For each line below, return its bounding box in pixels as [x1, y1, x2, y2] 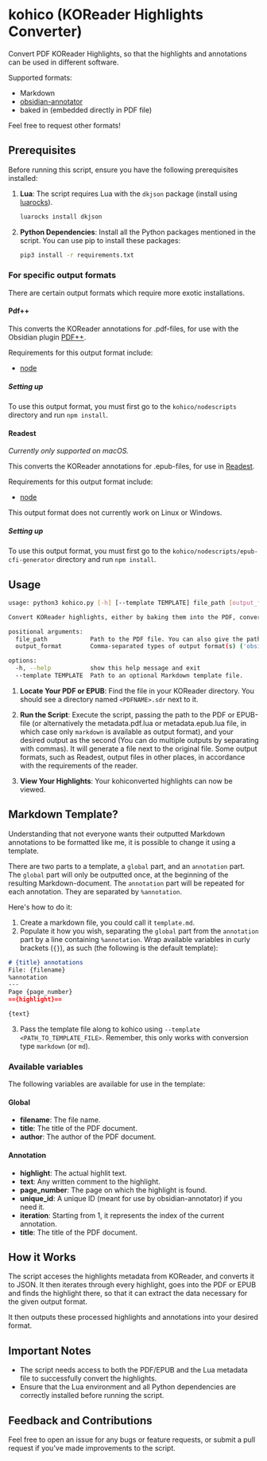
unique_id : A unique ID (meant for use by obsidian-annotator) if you [19, 1193, 242, 1203]
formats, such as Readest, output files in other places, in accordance [19, 752, 246, 762]
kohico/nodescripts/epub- [172, 548, 258, 556]
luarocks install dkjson [19, 213, 103, 221]
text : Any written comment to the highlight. [19, 1176, 161, 1186]
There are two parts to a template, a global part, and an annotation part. [8, 861, 245, 870]
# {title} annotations [8, 958, 83, 966]
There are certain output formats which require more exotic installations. [8, 288, 245, 297]
